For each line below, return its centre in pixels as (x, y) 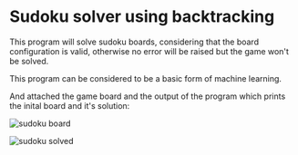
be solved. (29, 61)
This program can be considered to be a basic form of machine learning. (146, 78)
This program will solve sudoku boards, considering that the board (134, 42)
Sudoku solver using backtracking (142, 17)
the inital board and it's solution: (70, 105)
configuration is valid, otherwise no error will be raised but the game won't (149, 51)
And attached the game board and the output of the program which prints (148, 96)
